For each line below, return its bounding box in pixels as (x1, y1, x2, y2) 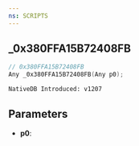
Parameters (8, 106, 68, 121)
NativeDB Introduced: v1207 (8, 86, 103, 94)
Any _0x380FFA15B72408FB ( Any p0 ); (8, 70, 125, 79)
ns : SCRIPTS (8, 11, 48, 20)
